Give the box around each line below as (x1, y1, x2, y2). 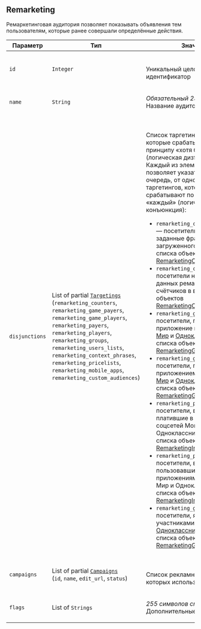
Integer (51, 65, 74, 72)
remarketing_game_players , (51, 313, 127, 322)
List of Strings (51, 603, 93, 612)
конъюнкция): (145, 205, 187, 214)
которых (145, 577, 170, 586)
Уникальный (145, 65, 182, 73)
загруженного (156, 241, 197, 250)
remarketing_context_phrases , (51, 350, 136, 359)
